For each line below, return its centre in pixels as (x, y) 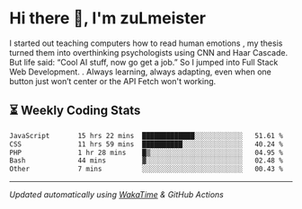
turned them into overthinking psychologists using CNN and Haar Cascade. (149, 52)
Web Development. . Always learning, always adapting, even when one (140, 72)
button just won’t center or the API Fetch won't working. (113, 81)
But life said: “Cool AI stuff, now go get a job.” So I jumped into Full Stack (144, 62)
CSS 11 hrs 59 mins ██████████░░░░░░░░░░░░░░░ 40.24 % (146, 144)
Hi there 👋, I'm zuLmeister (108, 18)
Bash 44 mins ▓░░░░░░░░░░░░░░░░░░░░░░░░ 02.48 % (146, 161)
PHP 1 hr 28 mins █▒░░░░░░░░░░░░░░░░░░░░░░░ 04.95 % (146, 152)
